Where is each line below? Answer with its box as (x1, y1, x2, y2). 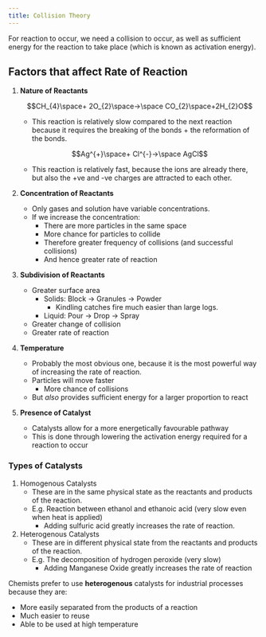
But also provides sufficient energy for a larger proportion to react (31, 393, 248, 402)
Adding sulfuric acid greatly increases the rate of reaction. (43, 521, 235, 530)
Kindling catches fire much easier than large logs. (55, 303, 219, 312)
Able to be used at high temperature (19, 619, 139, 629)
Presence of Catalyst (19, 408, 92, 418)
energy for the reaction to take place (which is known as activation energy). (8, 41, 256, 52)
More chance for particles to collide (43, 229, 161, 239)
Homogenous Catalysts (19, 479, 97, 488)
